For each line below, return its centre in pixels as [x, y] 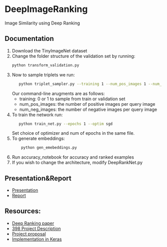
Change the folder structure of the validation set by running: [74, 56]
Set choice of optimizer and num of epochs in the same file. [73, 133]
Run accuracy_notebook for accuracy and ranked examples [73, 157]
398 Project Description [36, 229]
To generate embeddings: [38, 139]
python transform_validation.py [45, 65]
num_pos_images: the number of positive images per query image [87, 104]
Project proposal [29, 234]
